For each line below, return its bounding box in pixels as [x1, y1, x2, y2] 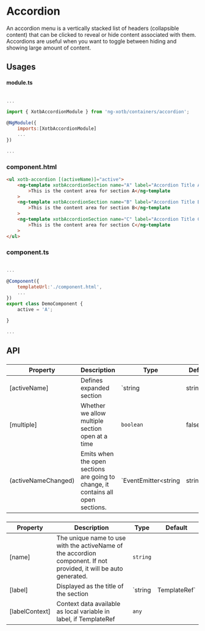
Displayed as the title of [56, 581, 124, 590]
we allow [80, 409, 106, 417]
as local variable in [56, 607, 110, 616]
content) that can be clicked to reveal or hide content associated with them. [6, 31, 196, 38]
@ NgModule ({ [6, 120, 37, 126]
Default [165, 523, 188, 532]
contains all [80, 488, 113, 496]
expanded [80, 384, 110, 392]
